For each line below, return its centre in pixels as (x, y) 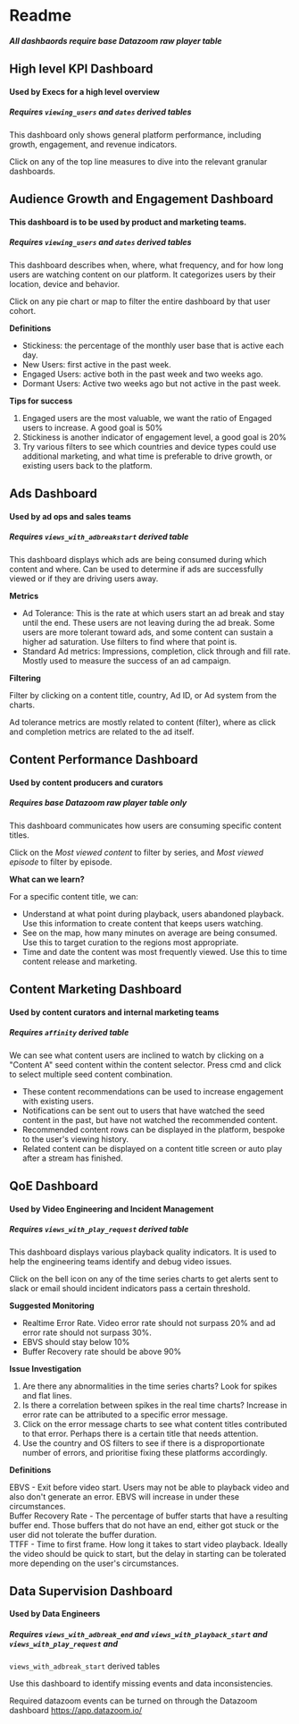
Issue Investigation (46, 1368)
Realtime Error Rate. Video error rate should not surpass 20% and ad (149, 1323)
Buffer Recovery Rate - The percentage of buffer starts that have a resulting (149, 1516)
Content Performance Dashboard (104, 760)
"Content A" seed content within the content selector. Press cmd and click (145, 1064)
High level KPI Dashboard (81, 69)
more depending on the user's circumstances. (94, 1563)
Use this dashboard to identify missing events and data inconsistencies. (141, 1684)
